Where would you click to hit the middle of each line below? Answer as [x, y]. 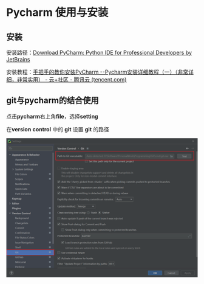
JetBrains [18, 59]
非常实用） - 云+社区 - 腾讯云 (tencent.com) [72, 79]
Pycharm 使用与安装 [57, 12]
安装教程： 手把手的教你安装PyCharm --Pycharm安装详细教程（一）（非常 [97, 72]
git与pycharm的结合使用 [53, 101]
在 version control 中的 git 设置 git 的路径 [58, 129]
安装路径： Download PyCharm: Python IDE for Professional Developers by [99, 53]
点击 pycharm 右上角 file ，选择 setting [52, 116]
